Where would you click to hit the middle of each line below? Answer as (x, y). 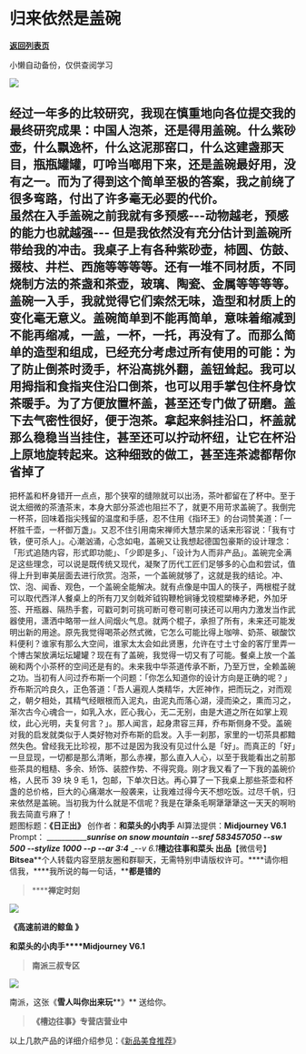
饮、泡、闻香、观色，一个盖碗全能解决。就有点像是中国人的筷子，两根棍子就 (153, 586)
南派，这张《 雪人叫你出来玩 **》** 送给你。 (90, 1001)
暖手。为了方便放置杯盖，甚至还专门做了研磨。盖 (158, 404)
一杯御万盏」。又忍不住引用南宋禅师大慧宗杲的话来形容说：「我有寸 (172, 530)
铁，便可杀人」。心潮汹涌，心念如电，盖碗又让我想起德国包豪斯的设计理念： (151, 541)
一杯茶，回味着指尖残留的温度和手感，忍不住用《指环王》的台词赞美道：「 (147, 518)
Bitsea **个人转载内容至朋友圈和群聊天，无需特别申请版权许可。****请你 (145, 859)
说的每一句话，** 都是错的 (113, 871)
